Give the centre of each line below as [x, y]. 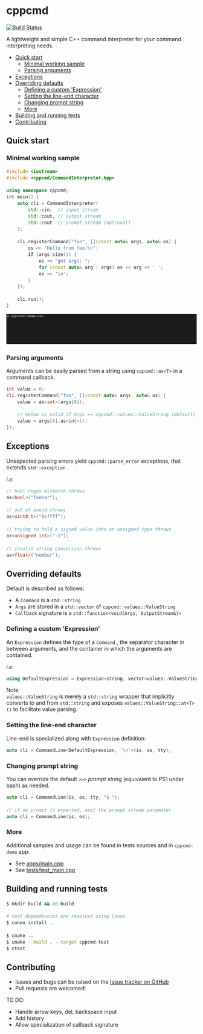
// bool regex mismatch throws [46, 491]
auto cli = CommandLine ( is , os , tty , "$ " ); [63, 797]
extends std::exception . [37, 467]
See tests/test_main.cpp [45, 870]
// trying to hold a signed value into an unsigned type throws [89, 529]
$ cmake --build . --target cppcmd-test [58, 942]
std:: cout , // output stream [65, 216]
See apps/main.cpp [39, 863]
